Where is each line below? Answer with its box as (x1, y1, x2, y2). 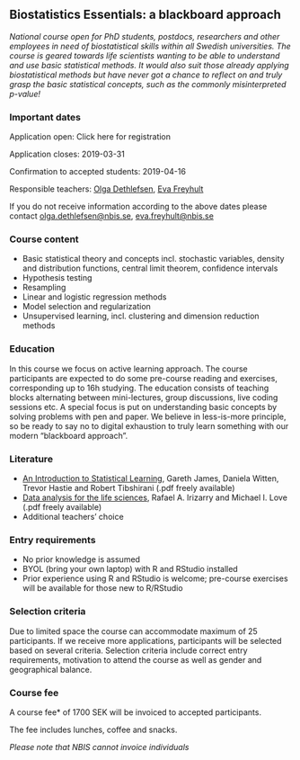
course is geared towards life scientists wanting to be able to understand (9, 49, 280, 61)
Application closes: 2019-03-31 (9, 148, 126, 160)
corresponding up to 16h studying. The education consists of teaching (9, 382, 269, 393)
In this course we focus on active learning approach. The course (9, 363, 249, 374)
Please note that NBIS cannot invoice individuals (9, 741, 190, 752)
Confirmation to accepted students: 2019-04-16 (9, 166, 187, 177)
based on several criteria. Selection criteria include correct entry (9, 645, 248, 656)
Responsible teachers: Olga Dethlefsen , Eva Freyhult (9, 183, 204, 194)
